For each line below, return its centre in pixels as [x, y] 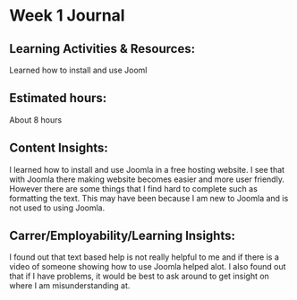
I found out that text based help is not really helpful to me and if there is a [144, 257]
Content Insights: [59, 148]
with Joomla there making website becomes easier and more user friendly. [147, 179]
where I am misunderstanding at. [70, 286]
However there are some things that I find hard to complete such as [133, 188]
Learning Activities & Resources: [102, 49]
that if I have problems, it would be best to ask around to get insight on [140, 276]
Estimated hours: [58, 98]
